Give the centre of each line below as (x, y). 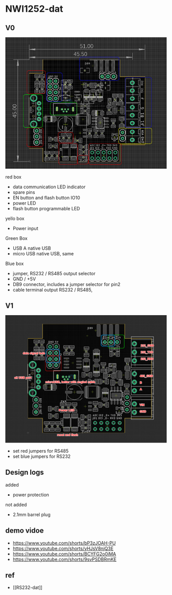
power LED (24, 203)
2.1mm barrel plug (31, 514)
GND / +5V (24, 279)
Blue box (15, 263)
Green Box (16, 238)
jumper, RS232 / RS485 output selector (54, 273)
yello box (15, 218)
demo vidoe (25, 531)
